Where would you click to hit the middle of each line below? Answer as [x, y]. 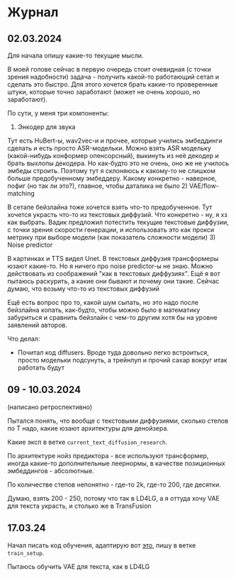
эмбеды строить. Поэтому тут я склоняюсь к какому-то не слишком [112, 171]
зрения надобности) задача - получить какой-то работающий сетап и [113, 77]
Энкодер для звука [46, 127]
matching [21, 193]
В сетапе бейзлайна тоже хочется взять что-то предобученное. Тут [110, 207]
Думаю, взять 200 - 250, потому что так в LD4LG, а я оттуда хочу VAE [113, 498]
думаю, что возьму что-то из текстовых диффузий [83, 289]
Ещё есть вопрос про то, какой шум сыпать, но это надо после [103, 302]
